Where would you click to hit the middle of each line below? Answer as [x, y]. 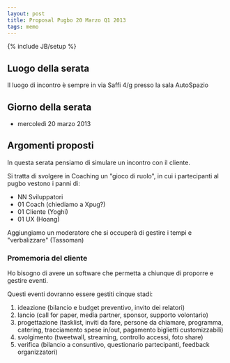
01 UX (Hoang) [39, 219]
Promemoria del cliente [47, 258]
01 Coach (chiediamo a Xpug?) [61, 204]
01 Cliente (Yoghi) [43, 211]
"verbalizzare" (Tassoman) [46, 240]
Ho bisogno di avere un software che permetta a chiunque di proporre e [110, 273]
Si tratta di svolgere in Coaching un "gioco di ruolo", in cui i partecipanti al [113, 176]
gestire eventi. [28, 281]
